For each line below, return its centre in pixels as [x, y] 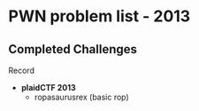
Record [21, 70]
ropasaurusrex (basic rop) [81, 97]
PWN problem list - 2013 [99, 16]
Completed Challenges [73, 49]
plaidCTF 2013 [48, 87]
